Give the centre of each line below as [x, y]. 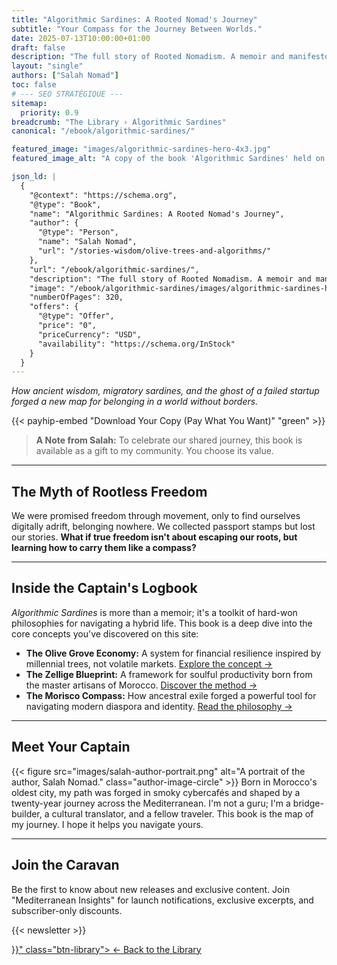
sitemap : [29, 103]
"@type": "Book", [65, 204]
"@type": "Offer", [76, 316]
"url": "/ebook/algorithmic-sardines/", [114, 269]
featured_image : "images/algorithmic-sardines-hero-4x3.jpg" [141, 149]
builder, [27, 813]
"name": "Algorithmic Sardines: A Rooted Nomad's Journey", [157, 214]
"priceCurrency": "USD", [89, 334]
